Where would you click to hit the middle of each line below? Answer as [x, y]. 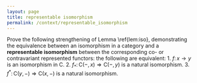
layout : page [23, 12]
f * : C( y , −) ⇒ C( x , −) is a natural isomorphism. [63, 73]
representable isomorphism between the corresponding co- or [85, 52]
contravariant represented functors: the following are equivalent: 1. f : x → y [99, 58]
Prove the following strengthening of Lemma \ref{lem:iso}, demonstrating [97, 40]
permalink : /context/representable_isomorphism [67, 23]
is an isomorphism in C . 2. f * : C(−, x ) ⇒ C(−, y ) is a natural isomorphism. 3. [98, 66]
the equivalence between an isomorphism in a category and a [83, 46]
